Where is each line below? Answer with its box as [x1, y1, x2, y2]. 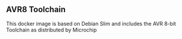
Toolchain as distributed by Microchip [6, 26, 97, 33]
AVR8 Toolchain [6, 5, 66, 15]
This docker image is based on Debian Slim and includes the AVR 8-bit [6, 20, 177, 27]
